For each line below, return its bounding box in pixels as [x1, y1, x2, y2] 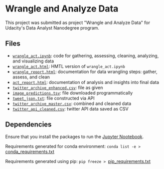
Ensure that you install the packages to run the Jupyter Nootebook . [5, 133, 144, 139]
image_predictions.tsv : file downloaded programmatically [12, 89, 133, 95]
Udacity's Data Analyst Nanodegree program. [5, 24, 99, 30]
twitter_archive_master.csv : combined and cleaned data [12, 100, 131, 106]
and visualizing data [12, 58, 54, 64]
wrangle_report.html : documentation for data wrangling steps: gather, [12, 68, 157, 74]
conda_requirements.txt [5, 148, 55, 154]
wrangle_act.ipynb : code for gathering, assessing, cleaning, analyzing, [12, 52, 159, 58]
